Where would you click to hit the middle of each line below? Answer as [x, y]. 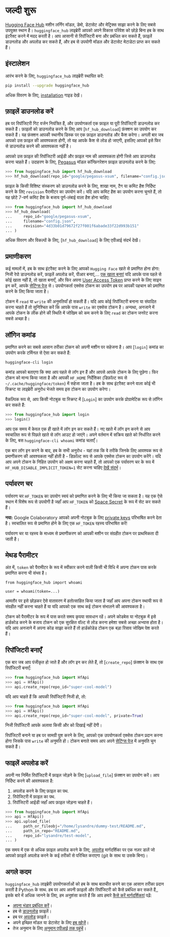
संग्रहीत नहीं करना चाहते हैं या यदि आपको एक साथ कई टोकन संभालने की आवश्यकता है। [75, 606]
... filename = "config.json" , [40, 221]
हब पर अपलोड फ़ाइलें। [31, 917]
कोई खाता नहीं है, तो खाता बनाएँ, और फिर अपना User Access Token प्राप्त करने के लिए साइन [83, 280]
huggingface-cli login [29, 362]
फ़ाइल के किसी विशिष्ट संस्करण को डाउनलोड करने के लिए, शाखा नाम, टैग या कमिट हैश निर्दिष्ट [80, 186]
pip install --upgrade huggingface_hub [47, 86]
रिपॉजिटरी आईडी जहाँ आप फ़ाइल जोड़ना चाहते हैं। [52, 802]
